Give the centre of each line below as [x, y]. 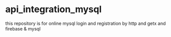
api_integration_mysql [54, 9]
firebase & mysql [23, 28]
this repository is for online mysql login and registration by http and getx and [86, 23]
